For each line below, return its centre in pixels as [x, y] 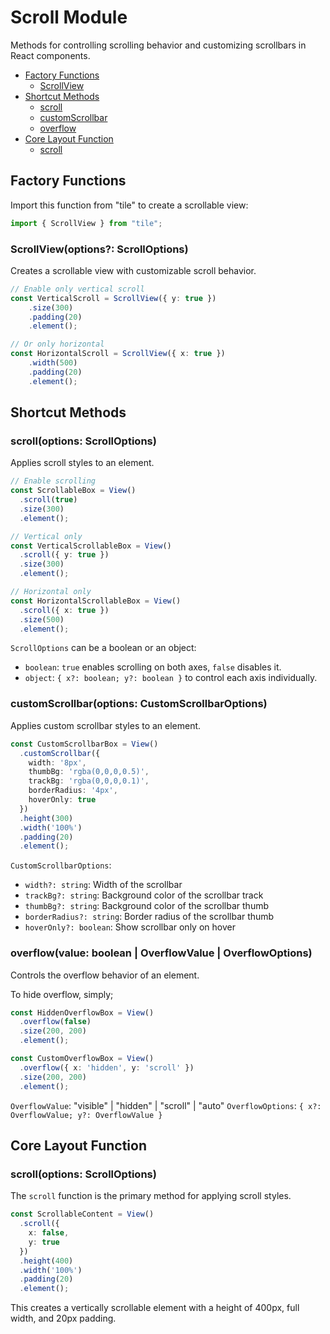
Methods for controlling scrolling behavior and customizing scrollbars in [158, 45]
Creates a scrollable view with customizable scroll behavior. [133, 270]
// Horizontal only [51, 592]
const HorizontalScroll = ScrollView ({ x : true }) [118, 354]
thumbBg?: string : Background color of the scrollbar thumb [146, 906]
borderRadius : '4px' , [73, 791]
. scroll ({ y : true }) [64, 555]
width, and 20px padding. [63, 1318]
